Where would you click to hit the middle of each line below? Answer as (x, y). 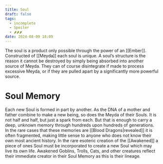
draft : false (18, 14)
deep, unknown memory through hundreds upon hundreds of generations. (80, 125)
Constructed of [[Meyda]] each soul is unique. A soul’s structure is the (75, 55)
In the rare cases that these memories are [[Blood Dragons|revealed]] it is (79, 130)
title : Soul (17, 9)
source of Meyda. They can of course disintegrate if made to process (75, 66)
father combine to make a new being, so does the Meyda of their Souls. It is (81, 114)
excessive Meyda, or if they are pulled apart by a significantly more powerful (82, 71)
